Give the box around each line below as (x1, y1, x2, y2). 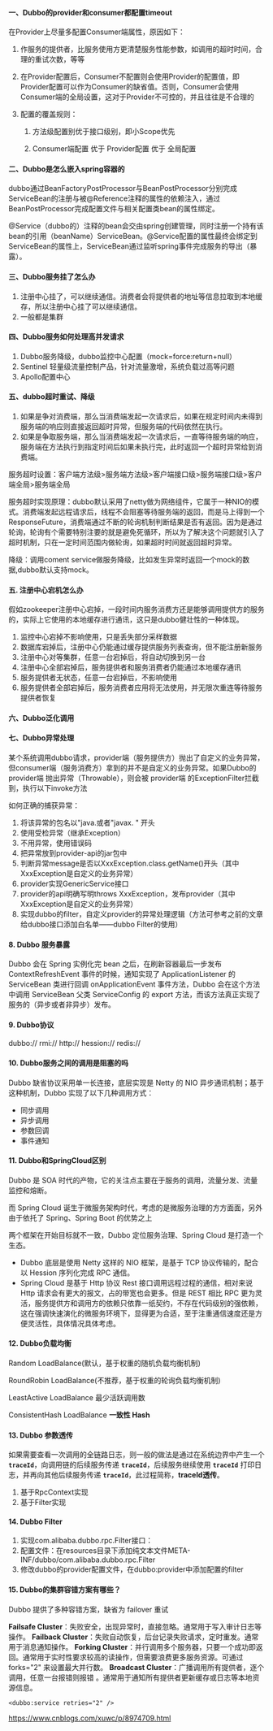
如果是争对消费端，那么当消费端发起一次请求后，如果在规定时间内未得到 (19, 411, 262, 422)
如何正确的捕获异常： (8, 800, 80, 810)
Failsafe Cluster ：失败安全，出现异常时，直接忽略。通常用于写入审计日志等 (8, 1621, 262, 1631)
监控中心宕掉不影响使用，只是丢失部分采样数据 (19, 632, 177, 642)
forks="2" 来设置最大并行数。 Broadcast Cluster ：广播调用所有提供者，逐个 (8, 1662, 265, 1672)
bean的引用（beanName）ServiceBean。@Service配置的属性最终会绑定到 (8, 232, 258, 241)
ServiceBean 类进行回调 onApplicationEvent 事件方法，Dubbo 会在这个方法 (8, 979, 261, 989)
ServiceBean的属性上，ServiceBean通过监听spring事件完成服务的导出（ (8, 241, 250, 251)
